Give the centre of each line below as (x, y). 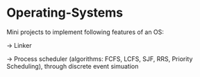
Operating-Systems (65, 13)
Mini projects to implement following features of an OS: (85, 32)
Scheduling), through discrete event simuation (73, 66)
